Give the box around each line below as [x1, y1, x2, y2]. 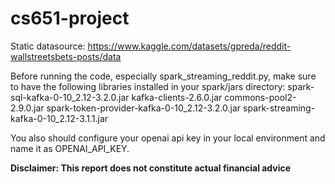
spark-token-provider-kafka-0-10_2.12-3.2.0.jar [46, 102, 242, 114]
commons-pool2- [224, 91, 297, 103]
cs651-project [10, 7, 130, 30]
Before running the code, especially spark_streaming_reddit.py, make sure [10, 70, 317, 82]
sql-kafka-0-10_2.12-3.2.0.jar [10, 91, 130, 103]
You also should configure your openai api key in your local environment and [10, 132, 326, 144]
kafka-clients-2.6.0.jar [131, 91, 223, 103]
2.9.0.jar [10, 102, 45, 114]
